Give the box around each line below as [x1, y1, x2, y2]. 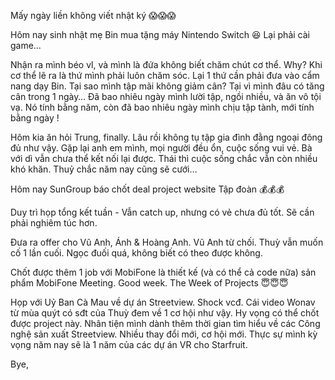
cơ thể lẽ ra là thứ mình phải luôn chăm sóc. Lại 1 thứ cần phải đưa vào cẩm [10, 70, 320, 81]
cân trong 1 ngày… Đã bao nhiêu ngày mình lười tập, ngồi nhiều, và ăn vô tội [10, 91, 322, 102]
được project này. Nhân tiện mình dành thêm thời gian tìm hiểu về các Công [10, 318, 321, 329]
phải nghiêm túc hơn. [10, 217, 98, 229]
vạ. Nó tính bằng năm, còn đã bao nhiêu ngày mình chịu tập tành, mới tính [10, 101, 315, 113]
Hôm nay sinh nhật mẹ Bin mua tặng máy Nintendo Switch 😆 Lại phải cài [10, 29, 310, 40]
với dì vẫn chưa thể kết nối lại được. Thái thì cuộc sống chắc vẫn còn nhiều [10, 153, 318, 164]
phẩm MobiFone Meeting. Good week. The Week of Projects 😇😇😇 [10, 277, 289, 289]
